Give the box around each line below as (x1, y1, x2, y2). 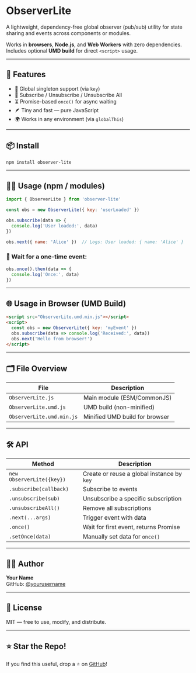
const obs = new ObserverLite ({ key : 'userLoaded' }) (6, 207, 140, 213)
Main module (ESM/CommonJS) (83, 394, 172, 402)
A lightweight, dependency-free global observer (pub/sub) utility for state (6, 23, 183, 30)
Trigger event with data (82, 513, 147, 522)
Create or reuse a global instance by (82, 470, 182, 478)
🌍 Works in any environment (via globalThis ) (14, 115, 124, 122)
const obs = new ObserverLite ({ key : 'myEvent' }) (11, 325, 137, 331)
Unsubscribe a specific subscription (82, 495, 182, 503)
